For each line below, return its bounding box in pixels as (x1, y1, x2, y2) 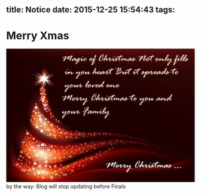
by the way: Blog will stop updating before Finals (6, 183, 126, 190)
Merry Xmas (6, 29, 69, 42)
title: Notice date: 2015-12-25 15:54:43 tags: (6, 5, 175, 15)
